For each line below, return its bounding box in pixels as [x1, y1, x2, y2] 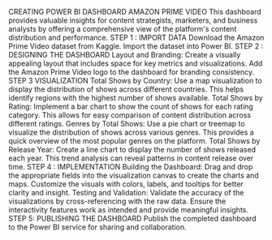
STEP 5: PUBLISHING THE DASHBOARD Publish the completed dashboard [8, 214, 257, 223]
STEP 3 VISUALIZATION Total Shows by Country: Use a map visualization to [8, 76, 262, 85]
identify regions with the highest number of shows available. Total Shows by [8, 93, 264, 102]
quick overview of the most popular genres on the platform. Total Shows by [8, 136, 261, 145]
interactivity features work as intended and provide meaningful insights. [8, 205, 249, 214]
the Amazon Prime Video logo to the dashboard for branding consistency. [8, 67, 254, 76]
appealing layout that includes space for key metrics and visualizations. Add [8, 58, 263, 68]
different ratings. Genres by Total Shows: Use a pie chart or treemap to [8, 119, 245, 128]
